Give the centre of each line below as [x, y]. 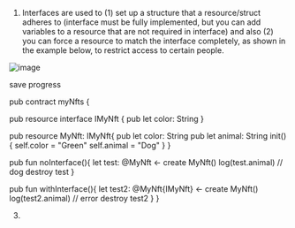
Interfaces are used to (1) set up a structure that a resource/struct [141, 13]
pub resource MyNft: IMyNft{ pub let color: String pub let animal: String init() [148, 136]
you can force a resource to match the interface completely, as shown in [154, 41]
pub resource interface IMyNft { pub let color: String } [107, 119]
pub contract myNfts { [49, 102]
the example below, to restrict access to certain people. [123, 50]
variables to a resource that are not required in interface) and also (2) [147, 31]
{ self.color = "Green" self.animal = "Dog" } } [90, 145]
